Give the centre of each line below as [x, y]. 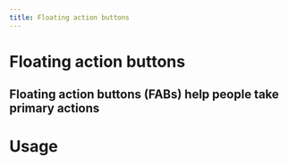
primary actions [55, 108]
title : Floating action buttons [69, 17]
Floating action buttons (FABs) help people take [144, 95]
